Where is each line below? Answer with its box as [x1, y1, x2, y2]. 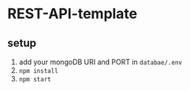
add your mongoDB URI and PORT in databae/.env [18, 57, 183, 66]
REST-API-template [7, 5, 138, 23]
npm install [18, 67, 58, 75]
